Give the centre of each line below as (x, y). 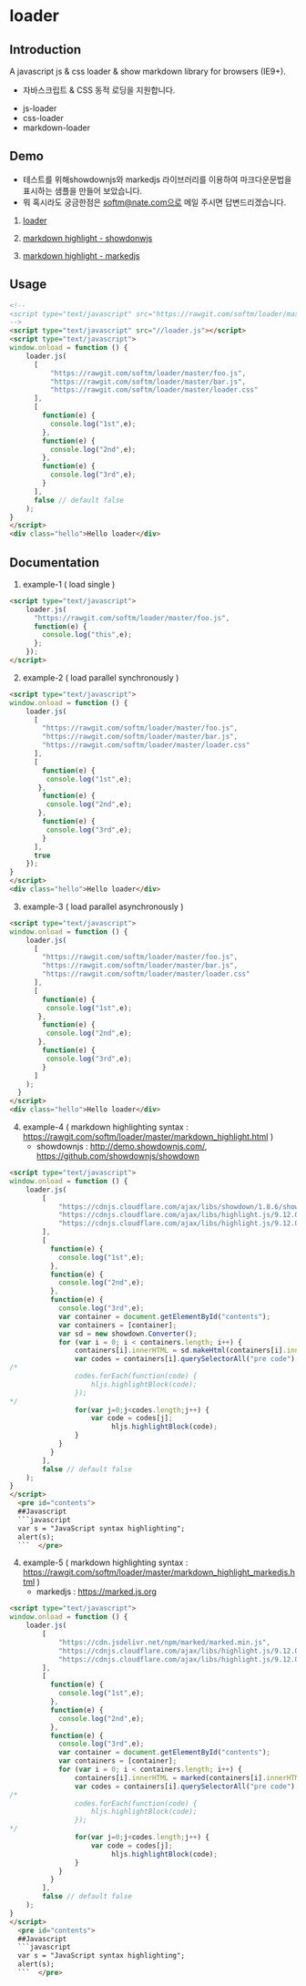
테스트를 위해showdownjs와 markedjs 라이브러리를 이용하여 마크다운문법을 (157, 179)
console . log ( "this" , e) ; (87, 635)
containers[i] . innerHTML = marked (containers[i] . (170, 1777)
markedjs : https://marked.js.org (97, 1592)
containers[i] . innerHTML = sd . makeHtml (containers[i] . (180, 1351)
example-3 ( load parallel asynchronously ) (103, 906)
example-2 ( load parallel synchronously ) (101, 677)
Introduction (46, 50)
